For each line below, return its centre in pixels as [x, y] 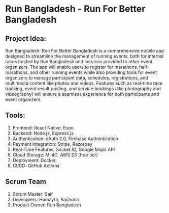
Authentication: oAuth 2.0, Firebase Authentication [65, 139]
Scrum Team [26, 182]
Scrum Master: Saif [33, 194]
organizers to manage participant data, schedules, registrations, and [77, 78]
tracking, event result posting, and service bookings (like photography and [83, 89]
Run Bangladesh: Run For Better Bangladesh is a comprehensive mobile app [85, 51]
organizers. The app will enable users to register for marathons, [72, 67]
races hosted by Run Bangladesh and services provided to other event [79, 61]
